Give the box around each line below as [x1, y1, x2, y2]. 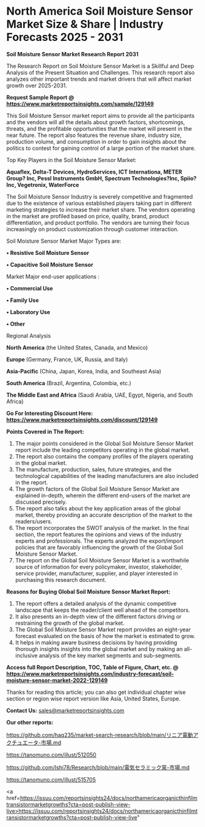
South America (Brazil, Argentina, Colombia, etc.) [6, 379, 132, 386]
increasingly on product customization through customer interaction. [6, 225, 179, 233]
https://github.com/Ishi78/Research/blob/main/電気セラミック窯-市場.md [6, 763, 190, 771]
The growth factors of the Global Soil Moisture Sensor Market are [15, 485, 180, 493]
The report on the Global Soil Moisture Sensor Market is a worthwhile [15, 556, 189, 564]
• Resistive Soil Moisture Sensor [6, 249, 90, 256]
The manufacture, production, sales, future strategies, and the [15, 466, 172, 473]
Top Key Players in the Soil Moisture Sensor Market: [6, 156, 137, 163]
